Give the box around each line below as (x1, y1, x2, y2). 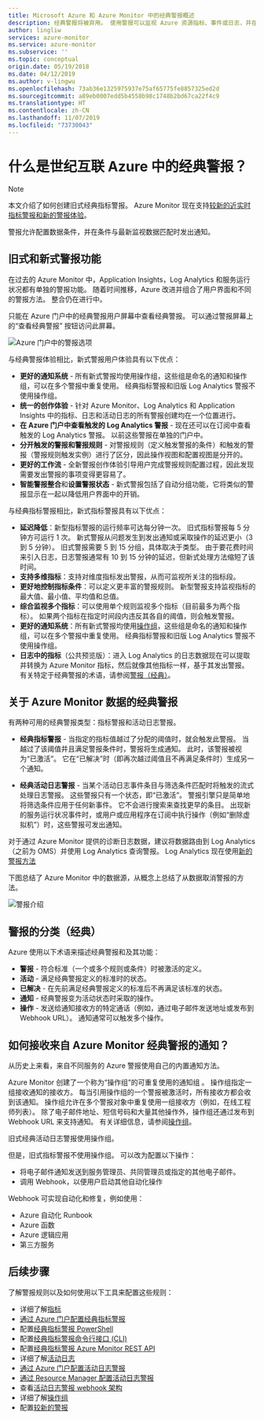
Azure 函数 (19, 1220, 55, 1229)
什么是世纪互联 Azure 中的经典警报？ (8, 157, 248, 176)
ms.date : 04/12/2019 (8, 70, 76, 78)
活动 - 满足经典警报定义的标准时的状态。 (19, 974, 152, 984)
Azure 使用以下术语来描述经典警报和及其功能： (8, 948, 160, 957)
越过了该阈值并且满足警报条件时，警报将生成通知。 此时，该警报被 (19, 745, 236, 754)
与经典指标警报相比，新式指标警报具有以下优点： (8, 505, 167, 515)
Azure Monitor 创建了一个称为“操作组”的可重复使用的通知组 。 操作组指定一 (8, 1077, 252, 1087)
